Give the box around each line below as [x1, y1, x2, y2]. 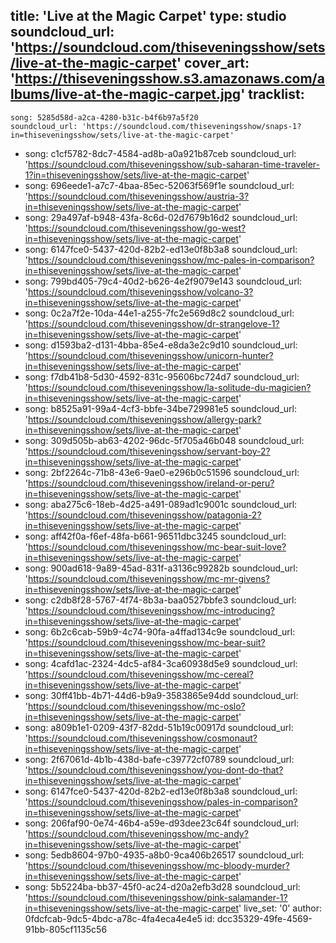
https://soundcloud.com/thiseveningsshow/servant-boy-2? [28, 445, 271, 457]
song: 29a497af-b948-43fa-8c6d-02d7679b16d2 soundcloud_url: [24, 211, 298, 223]
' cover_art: [176, 55, 250, 72]
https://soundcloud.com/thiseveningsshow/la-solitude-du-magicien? [28, 381, 312, 393]
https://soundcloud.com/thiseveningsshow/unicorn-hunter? [28, 349, 274, 361]
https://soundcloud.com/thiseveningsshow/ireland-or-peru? [28, 477, 275, 489]
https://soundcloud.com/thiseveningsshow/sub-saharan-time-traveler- [28, 158, 321, 170]
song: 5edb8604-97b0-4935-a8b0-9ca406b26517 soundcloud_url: [24, 849, 305, 861]
